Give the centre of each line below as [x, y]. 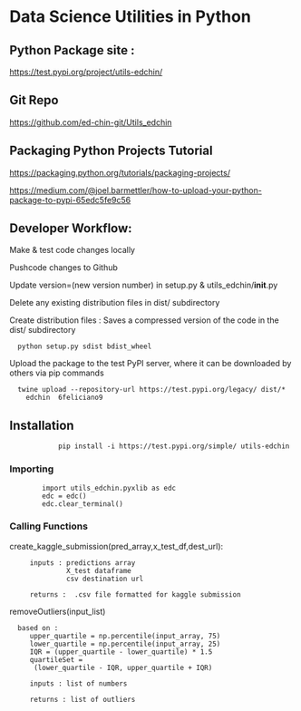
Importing [32, 469]
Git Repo [34, 100]
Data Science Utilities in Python [130, 17]
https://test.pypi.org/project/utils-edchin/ [86, 72]
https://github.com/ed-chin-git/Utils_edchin [91, 122]
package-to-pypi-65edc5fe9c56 [70, 200]
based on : [38, 628]
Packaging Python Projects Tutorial [111, 151]
